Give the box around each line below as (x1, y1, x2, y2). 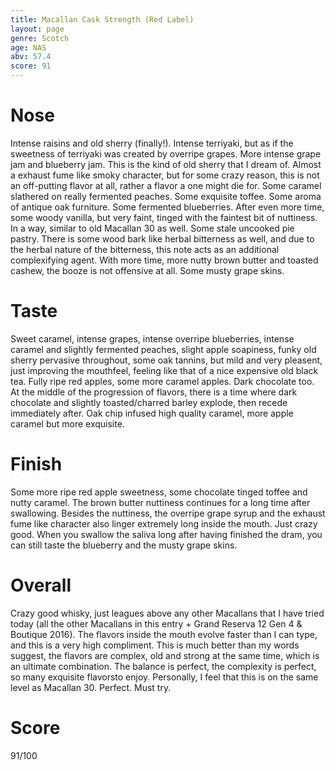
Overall (10, 574, 72, 596)
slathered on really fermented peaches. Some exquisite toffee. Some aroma (10, 190, 322, 202)
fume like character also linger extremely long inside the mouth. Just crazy (10, 517, 318, 530)
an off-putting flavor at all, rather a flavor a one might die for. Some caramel (10, 179, 322, 191)
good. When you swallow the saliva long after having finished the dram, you (10, 528, 323, 540)
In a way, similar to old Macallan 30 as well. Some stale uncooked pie (10, 222, 295, 234)
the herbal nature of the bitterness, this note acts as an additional (10, 243, 280, 255)
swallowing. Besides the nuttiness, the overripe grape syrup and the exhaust (10, 507, 326, 519)
